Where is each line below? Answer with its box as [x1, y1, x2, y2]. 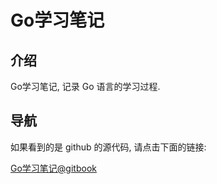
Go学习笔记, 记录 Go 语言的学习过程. [10, 81, 161, 92]
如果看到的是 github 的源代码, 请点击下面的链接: [10, 141, 207, 153]
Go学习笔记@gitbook [10, 162, 97, 174]
